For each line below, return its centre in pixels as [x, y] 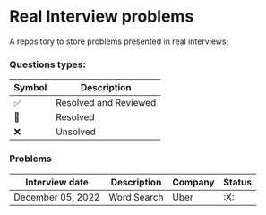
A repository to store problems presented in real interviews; [119, 41]
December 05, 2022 [57, 197]
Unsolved [76, 132]
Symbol [30, 88]
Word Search [136, 197]
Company [193, 182]
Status [238, 182]
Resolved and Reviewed [106, 103]
